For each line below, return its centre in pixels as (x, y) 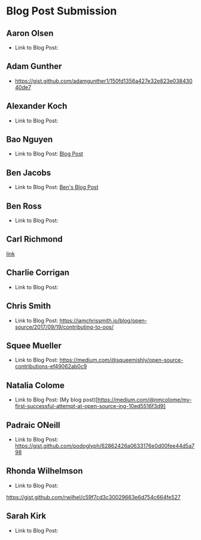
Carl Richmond (34, 239)
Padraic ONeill (33, 425)
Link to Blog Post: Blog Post (49, 154)
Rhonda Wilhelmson (45, 471)
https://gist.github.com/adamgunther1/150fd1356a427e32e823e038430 (103, 81)
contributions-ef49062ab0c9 (51, 367)
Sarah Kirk (26, 516)
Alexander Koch (37, 106)
